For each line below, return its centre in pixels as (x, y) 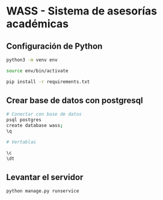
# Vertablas (21, 142)
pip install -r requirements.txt (48, 82)
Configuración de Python (54, 46)
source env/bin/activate (37, 70)
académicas (38, 24)
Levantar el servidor (45, 177)
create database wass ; (35, 126)
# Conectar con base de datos (44, 114)
